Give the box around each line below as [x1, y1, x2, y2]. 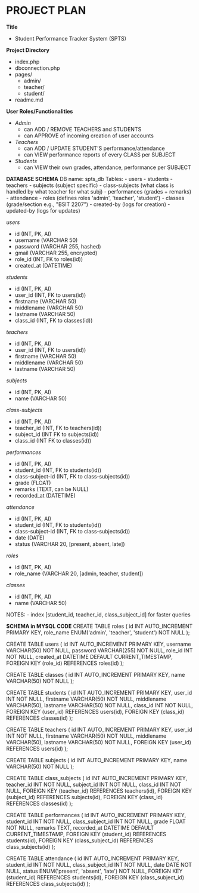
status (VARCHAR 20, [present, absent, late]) [14, 540, 125, 547]
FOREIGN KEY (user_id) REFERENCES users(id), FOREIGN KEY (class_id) [6, 708, 185, 715]
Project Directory [6, 46, 49, 54]
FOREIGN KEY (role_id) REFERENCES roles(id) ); [6, 659, 124, 667]
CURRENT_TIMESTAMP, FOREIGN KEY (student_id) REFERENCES [6, 830, 167, 837]
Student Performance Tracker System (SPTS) [14, 35, 127, 42]
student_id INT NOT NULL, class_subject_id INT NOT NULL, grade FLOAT [6, 818, 186, 825]
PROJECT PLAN [6, 4, 86, 17]
